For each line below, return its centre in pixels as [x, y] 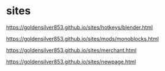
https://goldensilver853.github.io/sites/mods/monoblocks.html [82, 38]
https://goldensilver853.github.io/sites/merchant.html [71, 50]
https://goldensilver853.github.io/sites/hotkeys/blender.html [80, 27]
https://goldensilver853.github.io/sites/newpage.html [71, 62]
